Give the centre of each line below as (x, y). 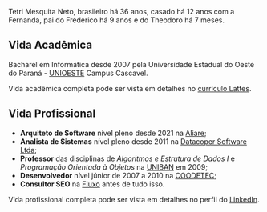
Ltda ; (28, 150)
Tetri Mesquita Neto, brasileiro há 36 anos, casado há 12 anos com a (121, 12)
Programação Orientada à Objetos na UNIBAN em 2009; (114, 166)
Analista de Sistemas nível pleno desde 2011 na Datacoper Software (133, 141)
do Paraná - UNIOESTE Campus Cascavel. (78, 73)
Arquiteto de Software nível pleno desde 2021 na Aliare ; (113, 133)
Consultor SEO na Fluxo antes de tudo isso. (92, 184)
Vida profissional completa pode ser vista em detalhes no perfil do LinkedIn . (134, 199)
